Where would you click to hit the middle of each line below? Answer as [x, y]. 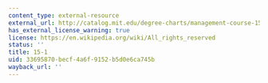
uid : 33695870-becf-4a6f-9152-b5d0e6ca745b [82, 60]
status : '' [26, 45]
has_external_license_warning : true [69, 30]
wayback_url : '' [35, 67]
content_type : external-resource [64, 15]
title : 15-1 [28, 52]
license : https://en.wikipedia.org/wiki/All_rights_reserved [112, 38]
